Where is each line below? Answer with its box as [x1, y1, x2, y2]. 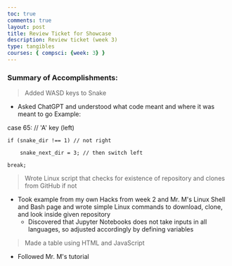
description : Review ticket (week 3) [7, 37, 118, 44]
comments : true [7, 17, 52, 24]
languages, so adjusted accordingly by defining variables [27, 225, 194, 234]
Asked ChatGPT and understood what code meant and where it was [17, 103, 215, 111]
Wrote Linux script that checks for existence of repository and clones [24, 174, 225, 183]
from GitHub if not [24, 182, 77, 190]
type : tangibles [7, 43, 55, 50]
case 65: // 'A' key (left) [7, 124, 75, 132]
